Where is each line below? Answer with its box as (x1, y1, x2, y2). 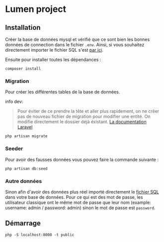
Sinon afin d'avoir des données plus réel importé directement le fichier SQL (5, 189, 159, 195)
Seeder (5, 145, 23, 152)
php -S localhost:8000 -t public (5, 232, 75, 237)
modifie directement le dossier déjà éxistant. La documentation (17, 119, 147, 125)
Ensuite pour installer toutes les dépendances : (5, 57, 101, 63)
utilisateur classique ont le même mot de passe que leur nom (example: (5, 199, 152, 205)
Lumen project (5, 3, 67, 15)
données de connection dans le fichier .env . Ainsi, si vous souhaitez (5, 42, 145, 48)
